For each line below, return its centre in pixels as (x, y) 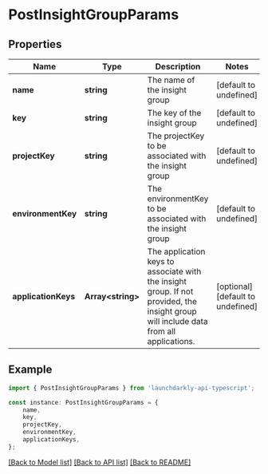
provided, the (172, 301)
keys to (161, 261)
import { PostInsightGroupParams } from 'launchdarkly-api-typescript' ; (132, 388)
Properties (35, 44)
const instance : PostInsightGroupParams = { (83, 402)
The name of (171, 80)
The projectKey (176, 136)
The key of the (174, 113)
